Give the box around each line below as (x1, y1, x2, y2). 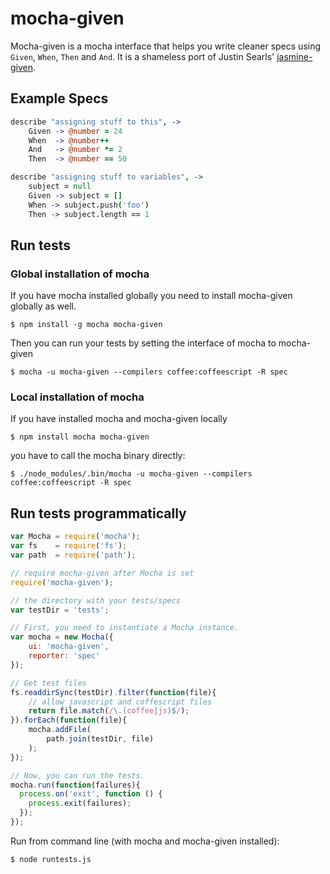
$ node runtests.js (10, 854, 92, 864)
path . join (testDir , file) (46, 734, 155, 744)
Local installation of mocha (10, 390, 145, 404)
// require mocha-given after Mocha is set (10, 568, 195, 578)
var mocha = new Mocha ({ (10, 632, 114, 642)
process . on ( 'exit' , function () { (19, 789, 163, 799)
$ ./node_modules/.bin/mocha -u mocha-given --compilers (10, 469, 253, 479)
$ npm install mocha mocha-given (10, 432, 150, 442)
